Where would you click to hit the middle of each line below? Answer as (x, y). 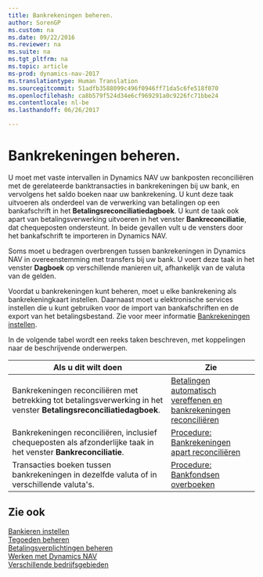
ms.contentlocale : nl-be (49, 103)
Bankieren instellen (39, 531)
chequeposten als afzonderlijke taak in (83, 442)
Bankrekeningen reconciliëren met (75, 390)
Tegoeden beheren (39, 539)
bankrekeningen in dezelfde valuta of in (85, 474)
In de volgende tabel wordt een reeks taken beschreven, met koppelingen (127, 339)
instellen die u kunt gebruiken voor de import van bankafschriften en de (123, 307)
